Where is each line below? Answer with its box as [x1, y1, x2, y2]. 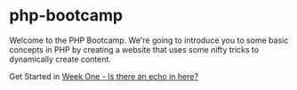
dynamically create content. [9, 53, 111, 64]
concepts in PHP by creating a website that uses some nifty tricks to [9, 44, 260, 54]
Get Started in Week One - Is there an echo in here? [9, 70, 198, 81]
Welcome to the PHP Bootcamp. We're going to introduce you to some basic [9, 35, 289, 45]
